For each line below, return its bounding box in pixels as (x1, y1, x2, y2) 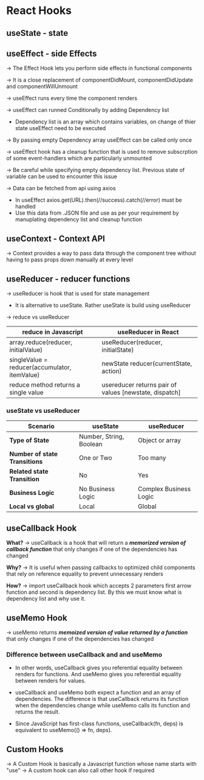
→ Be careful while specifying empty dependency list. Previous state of (6, 167, 185, 174)
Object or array (137, 436, 181, 444)
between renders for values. (15, 677, 86, 685)
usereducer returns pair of (101, 381, 177, 389)
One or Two (78, 454, 112, 462)
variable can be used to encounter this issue (6, 173, 117, 180)
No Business (78, 485, 115, 493)
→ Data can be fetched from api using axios (6, 185, 117, 192)
